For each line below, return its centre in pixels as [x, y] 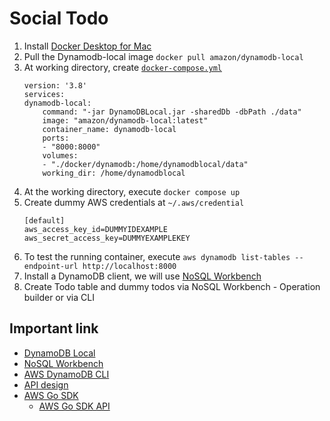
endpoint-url [51, 266]
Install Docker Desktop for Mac [87, 46]
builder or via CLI [59, 297]
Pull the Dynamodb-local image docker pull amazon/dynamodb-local [163, 56]
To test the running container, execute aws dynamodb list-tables [157, 256]
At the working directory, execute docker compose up [132, 191]
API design [46, 384]
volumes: [60, 155]
